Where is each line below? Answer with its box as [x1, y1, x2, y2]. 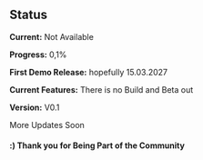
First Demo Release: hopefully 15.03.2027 [9, 66, 168, 77]
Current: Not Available [9, 31, 94, 42]
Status [9, 7, 48, 23]
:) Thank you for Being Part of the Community [9, 140, 185, 151]
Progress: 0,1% [9, 49, 67, 60]
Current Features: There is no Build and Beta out [9, 84, 194, 95]
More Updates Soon [9, 119, 85, 130]
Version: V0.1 [9, 102, 60, 113]
